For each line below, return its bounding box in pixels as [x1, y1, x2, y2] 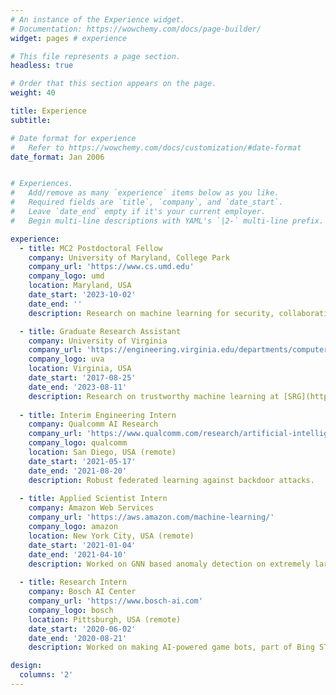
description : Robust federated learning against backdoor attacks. [28, 475, 315, 485]
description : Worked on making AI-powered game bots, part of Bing [28, 642, 315, 653]
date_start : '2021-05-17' [28, 456, 137, 466]
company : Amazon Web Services [28, 503, 155, 513]
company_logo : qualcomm [28, 438, 128, 448]
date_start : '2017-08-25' [28, 373, 137, 383]
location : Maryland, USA [28, 281, 132, 291]
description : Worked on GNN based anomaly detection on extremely [28, 559, 311, 569]
